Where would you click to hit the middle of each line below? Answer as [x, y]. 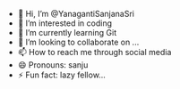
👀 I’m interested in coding [65, 23]
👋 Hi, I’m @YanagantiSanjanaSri [76, 14]
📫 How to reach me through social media [94, 52]
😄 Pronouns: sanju [53, 65]
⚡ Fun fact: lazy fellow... [61, 75]
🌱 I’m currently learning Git [67, 32]
